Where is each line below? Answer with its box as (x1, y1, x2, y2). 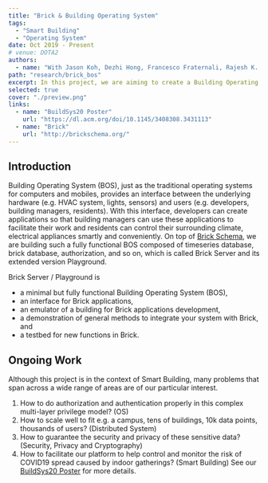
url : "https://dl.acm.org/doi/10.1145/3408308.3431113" (22, 116, 213, 124)
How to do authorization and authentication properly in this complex (19, 399, 244, 408)
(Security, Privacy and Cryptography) (19, 441, 144, 450)
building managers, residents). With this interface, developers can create (8, 206, 248, 216)
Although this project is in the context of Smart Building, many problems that (8, 375, 259, 384)
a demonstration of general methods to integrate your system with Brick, (19, 313, 259, 323)
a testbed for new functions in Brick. (19, 330, 140, 340)
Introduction (8, 160, 72, 174)
